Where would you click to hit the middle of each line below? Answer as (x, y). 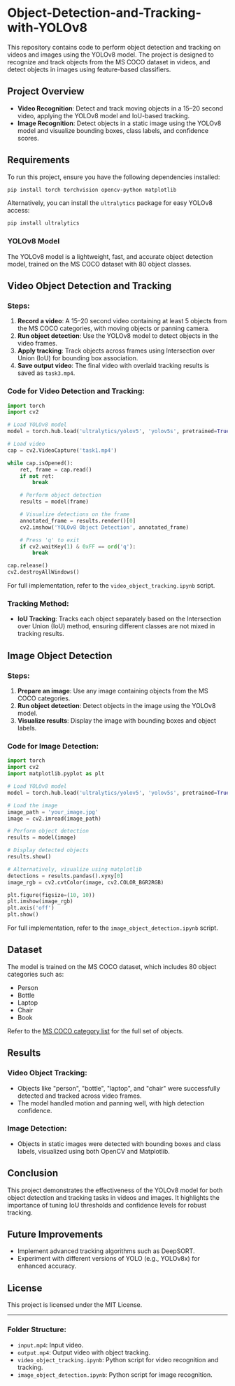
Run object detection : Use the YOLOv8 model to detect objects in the (118, 336)
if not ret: (37, 476)
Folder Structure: (37, 1329)
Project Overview (46, 91)
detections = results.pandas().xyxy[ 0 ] (65, 876)
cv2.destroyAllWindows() (43, 572)
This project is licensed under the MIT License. (75, 1305)
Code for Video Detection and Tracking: (76, 391)
